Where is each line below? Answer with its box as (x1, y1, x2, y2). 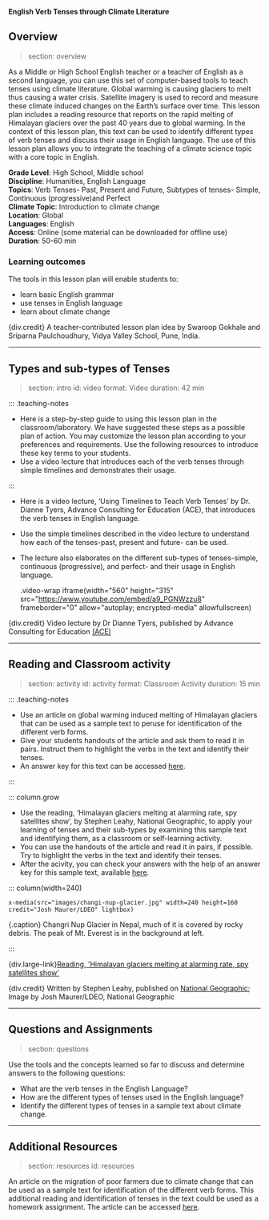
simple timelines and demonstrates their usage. (19, 465, 177, 474)
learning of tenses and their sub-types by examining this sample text (19, 824, 247, 834)
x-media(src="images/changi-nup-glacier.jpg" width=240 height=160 (8, 898, 239, 906)
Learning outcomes (8, 256, 86, 267)
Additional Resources (8, 1140, 118, 1153)
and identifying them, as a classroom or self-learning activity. (19, 833, 223, 843)
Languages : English (8, 218, 74, 228)
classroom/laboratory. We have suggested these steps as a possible (19, 422, 246, 432)
